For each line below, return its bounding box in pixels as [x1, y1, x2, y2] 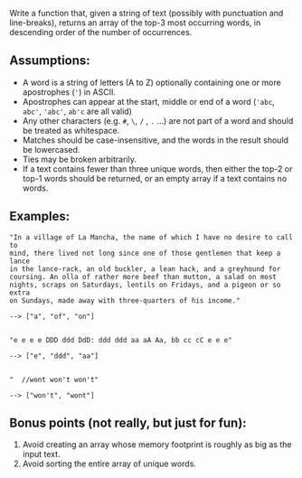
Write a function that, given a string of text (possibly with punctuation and [9, 8, 284, 18]
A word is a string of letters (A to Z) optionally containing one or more [22, 77, 282, 88]
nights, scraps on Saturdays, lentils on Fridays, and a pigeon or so [9, 280, 281, 289]
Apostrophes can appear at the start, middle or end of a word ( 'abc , [22, 96, 276, 107]
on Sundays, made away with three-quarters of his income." [9, 295, 241, 305]
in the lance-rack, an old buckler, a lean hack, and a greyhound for [9, 264, 281, 274]
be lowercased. [22, 144, 80, 155]
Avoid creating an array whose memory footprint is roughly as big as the [22, 439, 292, 450]
